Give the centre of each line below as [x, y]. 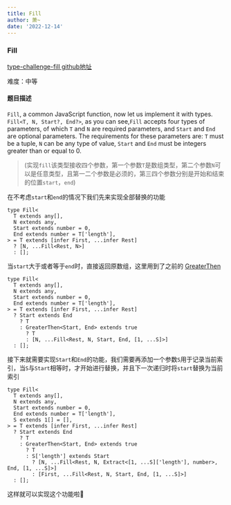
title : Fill [24, 13]
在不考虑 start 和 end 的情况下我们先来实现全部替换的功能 [86, 197]
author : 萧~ [24, 20]
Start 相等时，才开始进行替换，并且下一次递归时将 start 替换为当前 [129, 368]
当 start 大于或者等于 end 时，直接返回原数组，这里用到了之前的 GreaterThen [114, 266]
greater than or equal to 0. [44, 151]
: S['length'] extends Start [67, 456]
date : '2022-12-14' [35, 26]
